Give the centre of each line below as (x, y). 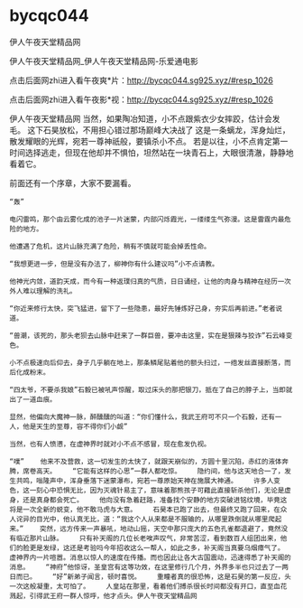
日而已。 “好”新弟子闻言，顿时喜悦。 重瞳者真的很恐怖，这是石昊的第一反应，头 (150, 576)
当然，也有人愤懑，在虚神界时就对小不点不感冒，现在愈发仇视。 (110, 444)
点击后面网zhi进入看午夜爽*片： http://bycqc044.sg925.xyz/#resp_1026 (141, 80)
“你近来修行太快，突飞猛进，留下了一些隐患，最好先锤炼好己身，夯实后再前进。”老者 (143, 308)
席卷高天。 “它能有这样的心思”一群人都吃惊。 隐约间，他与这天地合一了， (153, 471)
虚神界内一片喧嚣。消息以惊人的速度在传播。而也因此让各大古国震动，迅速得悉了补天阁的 (150, 557)
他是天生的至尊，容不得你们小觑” (75, 426)
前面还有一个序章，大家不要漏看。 (73, 182)
